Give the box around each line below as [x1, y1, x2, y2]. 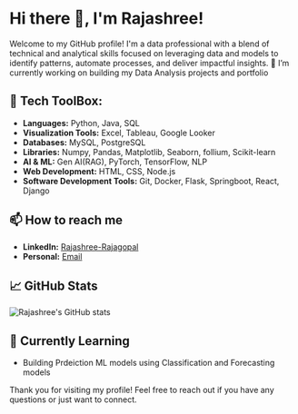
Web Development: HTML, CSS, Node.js [22, 165, 176, 176]
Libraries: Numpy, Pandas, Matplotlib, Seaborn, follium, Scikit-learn [22, 146, 276, 157]
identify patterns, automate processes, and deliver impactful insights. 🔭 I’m [9, 57, 290, 68]
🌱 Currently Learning [9, 333, 130, 349]
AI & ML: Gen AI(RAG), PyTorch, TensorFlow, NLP [22, 156, 208, 167]
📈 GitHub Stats [9, 278, 98, 293]
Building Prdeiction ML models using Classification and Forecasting [22, 358, 275, 369]
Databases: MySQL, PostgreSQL [22, 136, 146, 148]
